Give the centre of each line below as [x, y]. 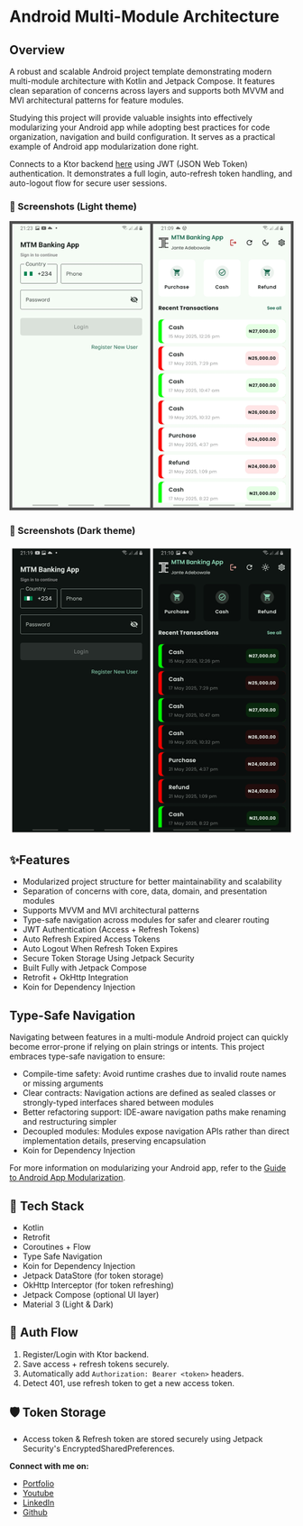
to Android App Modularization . [68, 1178]
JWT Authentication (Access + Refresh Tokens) [111, 930]
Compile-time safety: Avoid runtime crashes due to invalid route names [154, 1074]
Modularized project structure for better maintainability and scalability [152, 882]
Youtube [38, 1493]
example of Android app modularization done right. [104, 147]
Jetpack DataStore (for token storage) [93, 1276]
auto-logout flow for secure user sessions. [88, 183]
